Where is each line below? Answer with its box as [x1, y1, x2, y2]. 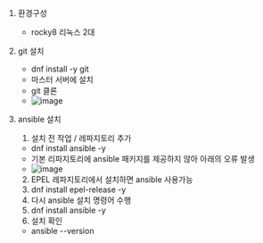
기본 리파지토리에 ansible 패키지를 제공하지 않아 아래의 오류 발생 [30, 154, 256, 163]
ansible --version [30, 226, 95, 236]
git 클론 [30, 86, 58, 96]
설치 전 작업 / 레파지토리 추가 [30, 133, 132, 143]
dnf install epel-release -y [30, 184, 127, 195]
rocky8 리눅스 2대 [30, 27, 95, 38]
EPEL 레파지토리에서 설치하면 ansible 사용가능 [30, 174, 193, 185]
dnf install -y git [30, 63, 89, 74]
